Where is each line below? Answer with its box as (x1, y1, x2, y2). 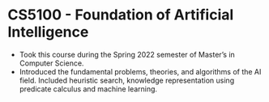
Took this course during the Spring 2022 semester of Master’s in (19, 49, 236, 59)
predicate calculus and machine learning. (19, 83, 158, 94)
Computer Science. (19, 58, 84, 68)
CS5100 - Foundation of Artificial (7, 6, 234, 24)
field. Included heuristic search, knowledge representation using (19, 75, 235, 85)
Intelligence (7, 23, 89, 41)
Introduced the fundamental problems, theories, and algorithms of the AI (19, 66, 262, 76)
